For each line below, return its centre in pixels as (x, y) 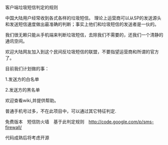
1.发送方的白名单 (22, 79)
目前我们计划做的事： (27, 68)
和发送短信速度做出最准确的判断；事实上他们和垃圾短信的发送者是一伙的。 (82, 24)
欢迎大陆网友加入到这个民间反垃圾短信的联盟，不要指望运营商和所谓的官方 (82, 52)
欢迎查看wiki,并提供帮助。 (32, 100)
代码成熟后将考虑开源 (27, 137)
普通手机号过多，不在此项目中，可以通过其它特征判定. (61, 111)
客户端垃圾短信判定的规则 (32, 7)
